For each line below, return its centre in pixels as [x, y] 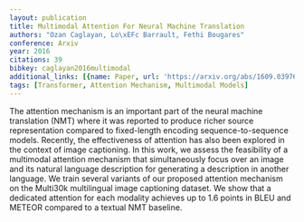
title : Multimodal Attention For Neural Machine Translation [127, 26]
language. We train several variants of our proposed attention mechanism [146, 179]
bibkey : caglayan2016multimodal [70, 69]
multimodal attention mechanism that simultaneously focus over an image [147, 159]
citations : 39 [36, 60]
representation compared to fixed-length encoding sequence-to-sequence [149, 130]
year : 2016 [30, 52]
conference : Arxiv [44, 43]
